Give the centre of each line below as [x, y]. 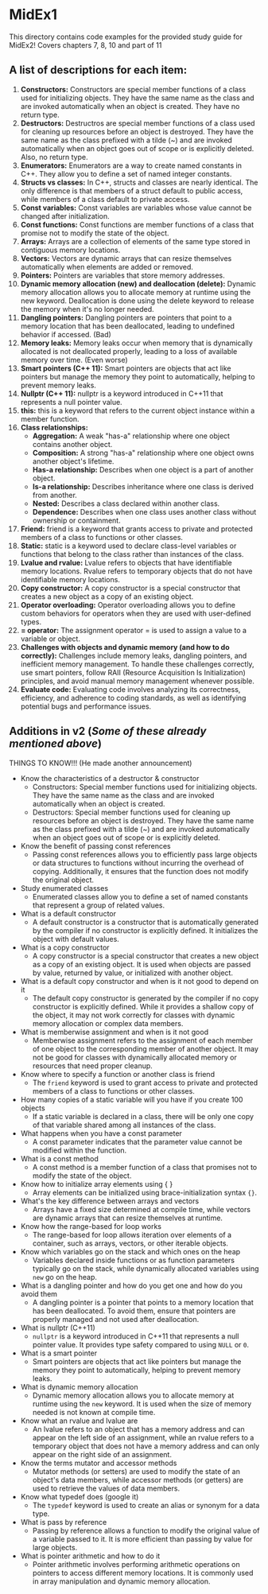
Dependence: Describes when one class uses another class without [144, 511]
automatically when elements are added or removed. [107, 266]
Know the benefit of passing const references [96, 846]
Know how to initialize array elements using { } [97, 1184]
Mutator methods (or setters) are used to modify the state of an [136, 1471]
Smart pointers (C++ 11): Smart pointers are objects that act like [126, 368]
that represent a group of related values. [99, 905]
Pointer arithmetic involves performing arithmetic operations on [136, 1564]
